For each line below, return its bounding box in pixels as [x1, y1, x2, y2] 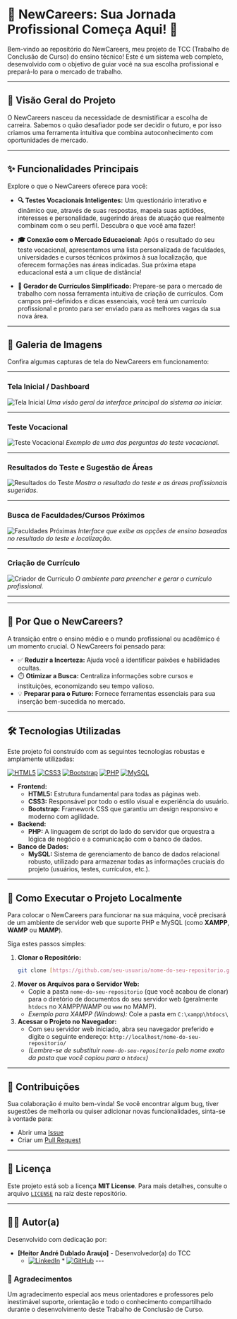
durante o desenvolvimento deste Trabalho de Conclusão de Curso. [7, 1305, 205, 1313]
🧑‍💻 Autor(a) [7, 1216, 60, 1228]
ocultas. [17, 663, 41, 672]
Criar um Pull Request [17, 1135, 81, 1144]
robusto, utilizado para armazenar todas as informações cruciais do [28, 857, 225, 866]
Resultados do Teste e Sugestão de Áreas [7, 463, 153, 472]
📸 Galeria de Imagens [7, 339, 102, 351]
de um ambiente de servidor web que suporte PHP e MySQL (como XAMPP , [7, 919, 230, 927]
